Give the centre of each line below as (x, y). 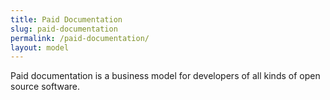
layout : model (40, 47)
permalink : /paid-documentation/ (80, 38)
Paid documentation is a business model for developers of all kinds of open (165, 76)
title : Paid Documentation (66, 19)
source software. (45, 87)
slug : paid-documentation (64, 29)
